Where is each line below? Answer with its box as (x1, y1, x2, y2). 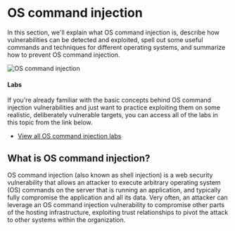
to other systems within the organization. (7, 216, 126, 224)
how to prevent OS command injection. (7, 51, 120, 59)
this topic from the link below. (7, 118, 93, 127)
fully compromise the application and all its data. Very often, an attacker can (7, 193, 228, 202)
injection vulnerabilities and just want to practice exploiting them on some (7, 103, 221, 112)
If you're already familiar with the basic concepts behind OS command (7, 96, 212, 105)
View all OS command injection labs (17, 132, 122, 140)
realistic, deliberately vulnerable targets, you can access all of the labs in (7, 111, 218, 119)
